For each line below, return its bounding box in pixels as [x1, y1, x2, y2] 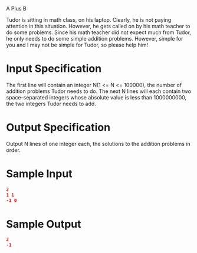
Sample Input [6, 167, 73, 181]
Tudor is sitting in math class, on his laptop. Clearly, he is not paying [6, 16, 172, 23]
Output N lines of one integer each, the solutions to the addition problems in [6, 140, 191, 147]
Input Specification [6, 62, 102, 75]
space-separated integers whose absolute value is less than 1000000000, [6, 94, 187, 101]
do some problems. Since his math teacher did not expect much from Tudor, [6, 29, 192, 36]
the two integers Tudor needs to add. [6, 100, 96, 107]
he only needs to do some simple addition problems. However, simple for [6, 35, 183, 42]
